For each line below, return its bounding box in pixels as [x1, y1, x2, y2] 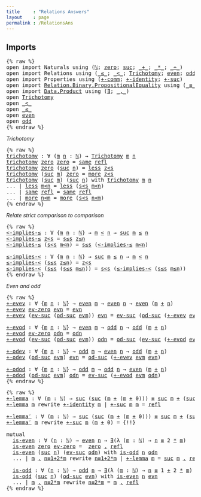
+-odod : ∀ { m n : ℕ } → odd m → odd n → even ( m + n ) [6, 366, 167, 373]
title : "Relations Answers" [6, 8, 90, 15]
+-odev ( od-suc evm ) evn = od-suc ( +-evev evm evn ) [6, 354, 162, 361]
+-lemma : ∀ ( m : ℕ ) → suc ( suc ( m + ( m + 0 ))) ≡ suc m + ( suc [6, 395, 196, 402]
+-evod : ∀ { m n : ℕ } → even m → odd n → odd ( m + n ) [6, 324, 167, 331]
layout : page [6, 14, 50, 20]
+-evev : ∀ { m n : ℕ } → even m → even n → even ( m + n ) [6, 300, 174, 307]
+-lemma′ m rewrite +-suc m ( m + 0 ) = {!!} [6, 419, 136, 426]
